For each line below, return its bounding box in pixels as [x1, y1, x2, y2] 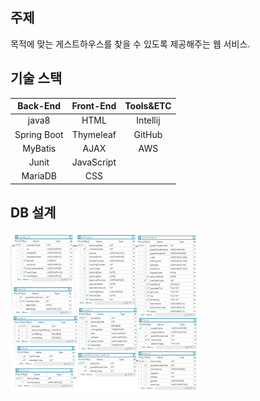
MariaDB [21, 170, 57, 182]
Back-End [17, 100, 62, 112]
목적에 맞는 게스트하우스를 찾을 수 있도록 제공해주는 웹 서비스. [10, 38, 251, 50]
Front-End [71, 100, 117, 112]
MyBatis [22, 142, 57, 154]
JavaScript [71, 156, 117, 168]
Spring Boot [14, 128, 64, 140]
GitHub [133, 128, 163, 140]
